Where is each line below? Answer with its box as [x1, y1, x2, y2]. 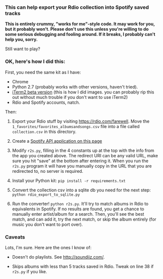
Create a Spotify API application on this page [12, 138, 102, 144]
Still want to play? [5, 46, 40, 52]
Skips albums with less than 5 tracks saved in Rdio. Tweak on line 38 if [12, 263, 154, 269]
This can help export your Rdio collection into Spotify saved [5, 4, 149, 11]
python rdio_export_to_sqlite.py [12, 192, 80, 197]
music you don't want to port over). [12, 221, 83, 227]
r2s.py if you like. [12, 268, 47, 274]
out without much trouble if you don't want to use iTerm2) [12, 94, 128, 100]
